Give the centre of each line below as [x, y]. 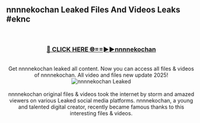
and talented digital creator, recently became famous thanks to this [101, 107]
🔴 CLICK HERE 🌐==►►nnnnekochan [101, 49]
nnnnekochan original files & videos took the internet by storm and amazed [101, 94]
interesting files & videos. [101, 113]
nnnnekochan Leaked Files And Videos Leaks [93, 10]
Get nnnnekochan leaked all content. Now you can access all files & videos [101, 69]
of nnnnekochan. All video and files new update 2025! [101, 75]
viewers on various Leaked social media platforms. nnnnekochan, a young [101, 101]
